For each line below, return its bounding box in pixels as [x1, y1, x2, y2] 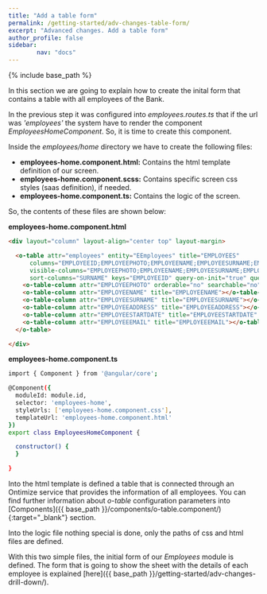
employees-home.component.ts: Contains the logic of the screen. [19, 192, 241, 200]
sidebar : [8, 41, 37, 49]
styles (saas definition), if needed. [19, 183, 132, 192]
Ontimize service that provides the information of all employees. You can [8, 487, 246, 497]
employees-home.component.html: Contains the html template [19, 157, 230, 167]
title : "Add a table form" [8, 11, 98, 20]
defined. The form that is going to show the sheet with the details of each [8, 561, 249, 569]
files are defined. [8, 537, 64, 545]
